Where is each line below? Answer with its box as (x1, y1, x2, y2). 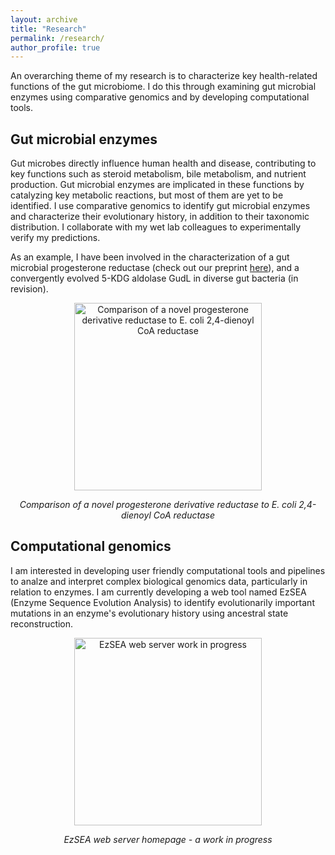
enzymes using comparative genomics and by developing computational (10, 91, 310, 103)
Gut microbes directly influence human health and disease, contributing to (10, 157, 317, 170)
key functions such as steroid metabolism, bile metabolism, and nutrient (10, 168, 307, 180)
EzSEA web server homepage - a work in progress (63, 833, 273, 845)
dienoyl (121, 509, 152, 521)
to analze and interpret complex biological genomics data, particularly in (10, 575, 308, 587)
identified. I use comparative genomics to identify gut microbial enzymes (10, 200, 311, 212)
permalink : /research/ (10, 33, 105, 43)
